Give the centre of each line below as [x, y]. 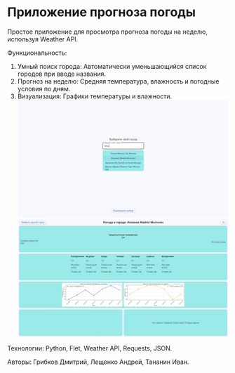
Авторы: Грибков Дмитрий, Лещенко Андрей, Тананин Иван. [98, 362]
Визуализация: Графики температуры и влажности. [95, 96]
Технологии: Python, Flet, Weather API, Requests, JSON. [90, 348]
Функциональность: [37, 53]
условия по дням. [44, 89]
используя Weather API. [43, 39]
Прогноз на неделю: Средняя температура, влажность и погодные [118, 81]
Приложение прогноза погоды [102, 12]
